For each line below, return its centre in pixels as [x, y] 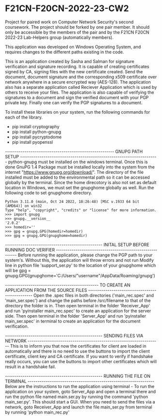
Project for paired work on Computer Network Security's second [69, 22]
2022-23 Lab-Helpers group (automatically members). [59, 37]
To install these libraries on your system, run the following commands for [78, 112]
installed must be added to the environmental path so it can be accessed [77, 177]
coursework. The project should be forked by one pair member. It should [77, 27]
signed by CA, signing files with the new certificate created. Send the [74, 71]
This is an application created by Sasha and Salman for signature [70, 61]
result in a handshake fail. [30, 367]
